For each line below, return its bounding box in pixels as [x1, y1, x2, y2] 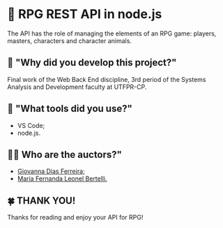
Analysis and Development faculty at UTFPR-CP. [7, 83, 147, 91]
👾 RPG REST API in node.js [7, 6, 162, 22]
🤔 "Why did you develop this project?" [7, 57, 177, 69]
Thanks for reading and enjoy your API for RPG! [7, 213, 144, 222]
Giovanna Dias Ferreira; [17, 167, 85, 176]
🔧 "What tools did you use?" [7, 103, 132, 115]
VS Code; [17, 121, 45, 129]
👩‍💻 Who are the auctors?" [7, 149, 122, 161]
